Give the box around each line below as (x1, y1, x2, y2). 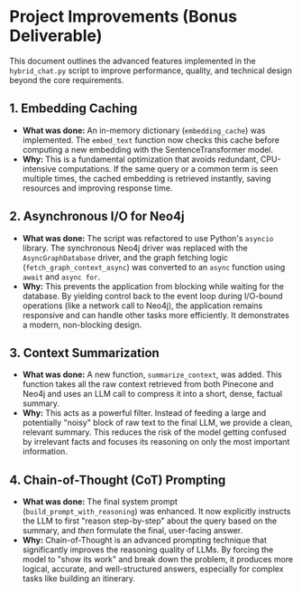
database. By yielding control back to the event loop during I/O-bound (22, 290, 283, 301)
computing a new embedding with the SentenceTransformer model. (22, 144, 274, 155)
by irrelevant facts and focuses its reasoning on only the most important (22, 437, 290, 447)
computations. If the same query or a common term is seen (58, 163, 279, 174)
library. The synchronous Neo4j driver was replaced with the (22, 242, 248, 253)
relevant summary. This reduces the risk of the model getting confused (22, 427, 287, 438)
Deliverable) (9, 25, 103, 46)
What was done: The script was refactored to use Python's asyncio (22, 232, 274, 243)
